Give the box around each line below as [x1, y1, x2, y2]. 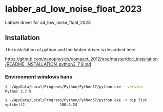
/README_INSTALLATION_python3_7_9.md [5, 61, 91, 67]
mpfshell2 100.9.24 [5, 102, 78, 107]
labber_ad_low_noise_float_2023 [5, 3, 142, 15]
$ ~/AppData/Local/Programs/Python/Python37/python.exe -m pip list [5, 97, 147, 103]
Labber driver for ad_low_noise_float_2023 [5, 19, 91, 25]
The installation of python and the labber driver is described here [5, 46, 136, 52]
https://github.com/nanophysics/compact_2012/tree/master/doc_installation [5, 56, 158, 62]
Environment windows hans [5, 73, 72, 80]
